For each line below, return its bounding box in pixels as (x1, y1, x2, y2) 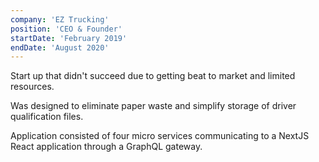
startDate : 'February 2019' (10, 33, 128, 43)
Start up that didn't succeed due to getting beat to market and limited (10, 70, 296, 82)
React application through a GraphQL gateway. (10, 141, 203, 153)
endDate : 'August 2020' (10, 42, 110, 53)
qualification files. (10, 111, 84, 123)
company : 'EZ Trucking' (10, 14, 110, 25)
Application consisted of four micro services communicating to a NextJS (10, 130, 310, 142)
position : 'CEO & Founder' (10, 24, 123, 34)
